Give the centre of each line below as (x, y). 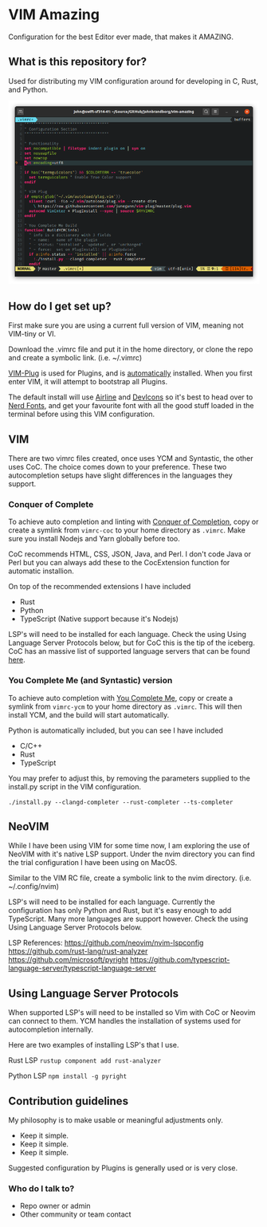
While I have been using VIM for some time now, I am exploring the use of (129, 846)
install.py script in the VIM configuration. (75, 786)
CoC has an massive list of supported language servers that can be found (130, 651)
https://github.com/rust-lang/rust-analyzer (78, 951)
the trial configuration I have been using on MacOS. (93, 863)
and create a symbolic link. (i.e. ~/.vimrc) (75, 358)
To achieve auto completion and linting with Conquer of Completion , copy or (133, 522)
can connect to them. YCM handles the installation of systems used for (125, 1021)
